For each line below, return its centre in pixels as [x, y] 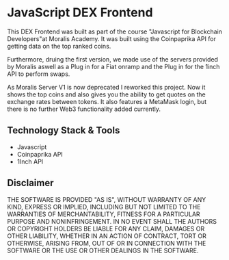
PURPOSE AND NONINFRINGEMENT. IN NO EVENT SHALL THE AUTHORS [112, 221]
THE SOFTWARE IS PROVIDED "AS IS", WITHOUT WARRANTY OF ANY [107, 199]
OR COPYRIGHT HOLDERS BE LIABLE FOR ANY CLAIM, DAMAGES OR [106, 229]
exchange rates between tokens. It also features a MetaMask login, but [107, 101]
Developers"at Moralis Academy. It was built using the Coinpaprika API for [112, 38]
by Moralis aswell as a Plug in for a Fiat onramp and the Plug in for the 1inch [113, 66]
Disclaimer [30, 183]
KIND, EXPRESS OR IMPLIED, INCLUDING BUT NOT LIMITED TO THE [104, 207]
